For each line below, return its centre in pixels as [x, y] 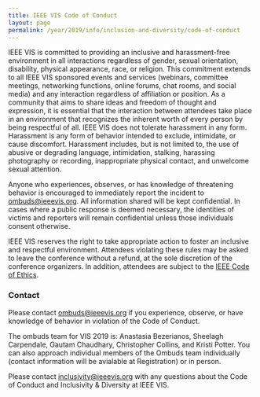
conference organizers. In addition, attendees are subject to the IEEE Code [129, 267]
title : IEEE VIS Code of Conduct [63, 15]
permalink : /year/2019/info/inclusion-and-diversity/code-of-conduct [125, 30]
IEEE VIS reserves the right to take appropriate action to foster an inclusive [129, 241]
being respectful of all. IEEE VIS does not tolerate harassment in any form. [128, 127]
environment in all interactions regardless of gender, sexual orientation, [123, 61]
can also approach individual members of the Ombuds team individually [125, 353]
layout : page [29, 23]
